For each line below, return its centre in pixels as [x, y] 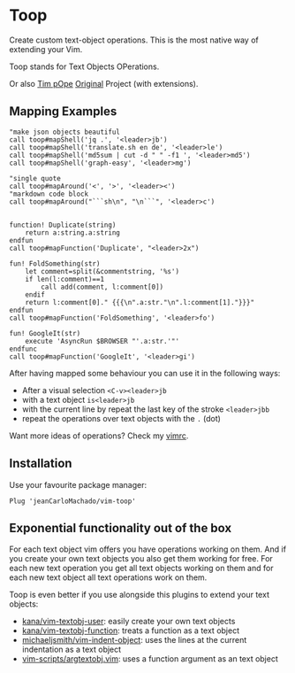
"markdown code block [49, 194]
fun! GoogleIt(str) [45, 333]
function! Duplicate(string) [63, 225]
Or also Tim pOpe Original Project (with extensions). [104, 83]
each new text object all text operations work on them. [108, 577]
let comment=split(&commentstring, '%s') [102, 271]
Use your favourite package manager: [78, 484]
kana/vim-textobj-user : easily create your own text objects [129, 622]
